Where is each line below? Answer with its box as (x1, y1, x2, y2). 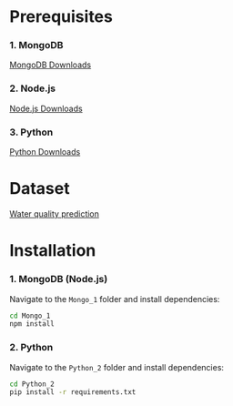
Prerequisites (9, 6, 114, 27)
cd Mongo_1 (9, 311, 51, 320)
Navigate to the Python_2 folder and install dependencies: (9, 361, 225, 372)
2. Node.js (9, 82, 56, 95)
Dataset (9, 178, 70, 199)
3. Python (9, 126, 54, 138)
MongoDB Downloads (9, 59, 92, 70)
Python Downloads (9, 147, 81, 157)
